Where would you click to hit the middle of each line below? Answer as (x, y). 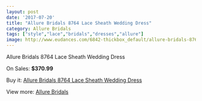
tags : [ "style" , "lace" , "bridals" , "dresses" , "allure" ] (75, 34)
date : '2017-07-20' (31, 17)
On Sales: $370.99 (30, 69)
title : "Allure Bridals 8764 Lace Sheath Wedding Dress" (79, 23)
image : (14, 40)
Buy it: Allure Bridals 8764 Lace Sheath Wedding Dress (74, 80)
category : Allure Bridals (38, 29)
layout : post (23, 12)
